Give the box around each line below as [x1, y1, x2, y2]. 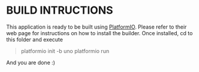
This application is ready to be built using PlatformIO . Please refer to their [6, 23, 187, 30]
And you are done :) [6, 59, 56, 66]
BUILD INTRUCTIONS [6, 4, 113, 17]
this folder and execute [6, 36, 63, 43]
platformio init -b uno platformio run [20, 47, 110, 54]
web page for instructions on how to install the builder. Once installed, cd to [6, 29, 193, 36]
